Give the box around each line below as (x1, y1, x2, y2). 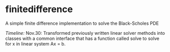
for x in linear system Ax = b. (5, 40, 66, 46)
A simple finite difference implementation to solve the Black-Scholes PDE (5, 20, 159, 26)
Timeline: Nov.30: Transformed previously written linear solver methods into (5, 30, 165, 36)
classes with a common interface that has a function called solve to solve (5, 35, 160, 41)
